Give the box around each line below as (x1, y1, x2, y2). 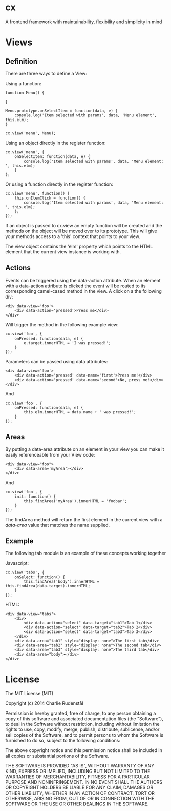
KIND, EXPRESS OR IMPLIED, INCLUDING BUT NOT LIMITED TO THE (5, 768, 151, 775)
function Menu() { (5, 90, 45, 95)
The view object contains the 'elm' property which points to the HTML (5, 243, 153, 249)
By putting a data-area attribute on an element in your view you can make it (5, 446, 164, 452)
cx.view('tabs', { (5, 570, 45, 576)
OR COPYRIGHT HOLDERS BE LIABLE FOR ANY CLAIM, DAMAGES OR (5, 784, 154, 791)
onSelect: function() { (14, 575, 66, 580)
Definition (5, 57, 37, 66)
